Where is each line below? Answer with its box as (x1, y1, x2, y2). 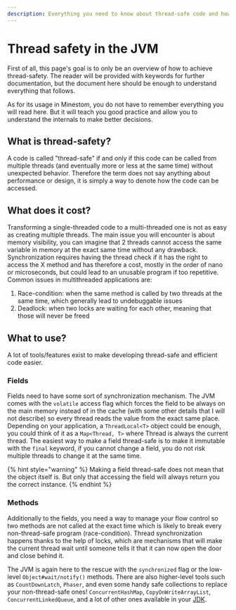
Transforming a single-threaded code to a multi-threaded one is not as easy (7, 223, 227, 232)
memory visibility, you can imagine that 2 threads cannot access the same (7, 238, 223, 247)
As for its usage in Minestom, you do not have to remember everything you (7, 100, 224, 108)
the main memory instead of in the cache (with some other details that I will (7, 406, 225, 416)
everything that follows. (7, 86, 76, 95)
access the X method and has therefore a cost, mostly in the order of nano (7, 261, 223, 269)
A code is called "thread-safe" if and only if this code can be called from (7, 154, 217, 163)
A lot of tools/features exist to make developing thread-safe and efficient (7, 351, 218, 359)
